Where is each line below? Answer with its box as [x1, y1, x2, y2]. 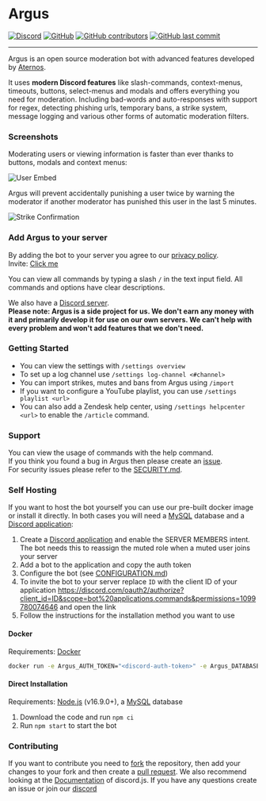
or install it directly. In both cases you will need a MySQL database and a [8, 511, 245, 521]
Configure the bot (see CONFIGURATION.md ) [19, 568, 169, 578]
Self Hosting [8, 485, 57, 496]
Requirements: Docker [8, 646, 82, 656]
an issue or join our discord [8, 784, 97, 793]
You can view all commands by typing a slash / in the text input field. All [8, 274, 243, 283]
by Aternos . [8, 62, 46, 71]
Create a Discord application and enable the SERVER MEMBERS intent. [19, 535, 251, 545]
